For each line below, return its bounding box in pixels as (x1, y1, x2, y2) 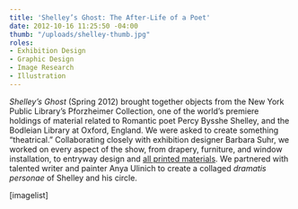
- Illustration (9, 72, 66, 81)
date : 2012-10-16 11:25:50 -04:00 (9, 22, 139, 30)
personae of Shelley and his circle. (9, 172, 137, 183)
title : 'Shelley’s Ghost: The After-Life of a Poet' (9, 13, 211, 22)
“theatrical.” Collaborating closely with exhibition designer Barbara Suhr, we (9, 134, 290, 144)
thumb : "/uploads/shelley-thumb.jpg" (9, 30, 151, 39)
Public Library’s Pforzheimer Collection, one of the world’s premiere (9, 105, 259, 117)
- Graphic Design (9, 55, 74, 64)
